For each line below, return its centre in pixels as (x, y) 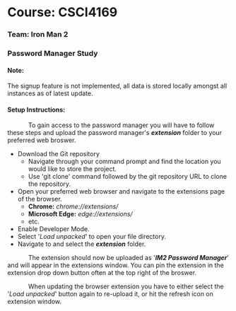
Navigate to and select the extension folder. (82, 244)
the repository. (49, 184)
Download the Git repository (59, 154)
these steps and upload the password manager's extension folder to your (115, 133)
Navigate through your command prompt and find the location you (124, 162)
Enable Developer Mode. (53, 229)
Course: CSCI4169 (63, 12)
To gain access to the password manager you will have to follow (121, 125)
